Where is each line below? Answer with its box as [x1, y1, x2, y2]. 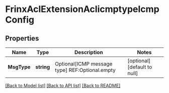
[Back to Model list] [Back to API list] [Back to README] [5, 82, 121, 88]
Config [5, 14, 34, 25]
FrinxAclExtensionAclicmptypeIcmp [5, 3, 159, 15]
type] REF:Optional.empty [54, 66, 116, 73]
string [35, 63, 50, 70]
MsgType [8, 63, 31, 70]
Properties [5, 34, 39, 42]
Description [74, 49, 103, 55]
